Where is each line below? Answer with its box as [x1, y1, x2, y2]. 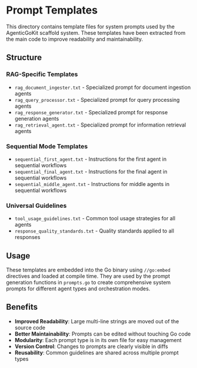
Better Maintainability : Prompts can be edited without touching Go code [14, 330, 191, 337]
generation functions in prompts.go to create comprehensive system [6, 279, 171, 286]
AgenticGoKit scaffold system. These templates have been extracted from [6, 29, 186, 36]
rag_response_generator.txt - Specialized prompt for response [14, 108, 168, 115]
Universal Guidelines [6, 201, 67, 210]
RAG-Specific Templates [6, 70, 78, 78]
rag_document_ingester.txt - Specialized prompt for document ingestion [14, 84, 191, 91]
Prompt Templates [6, 4, 98, 17]
